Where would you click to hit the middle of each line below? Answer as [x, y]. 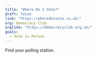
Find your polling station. [30, 50]
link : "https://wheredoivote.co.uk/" [43, 18]
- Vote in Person [27, 37]
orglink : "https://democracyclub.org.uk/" [49, 28]
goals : [12, 32]
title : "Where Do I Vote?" [32, 9]
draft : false [18, 14]
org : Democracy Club [26, 23]
